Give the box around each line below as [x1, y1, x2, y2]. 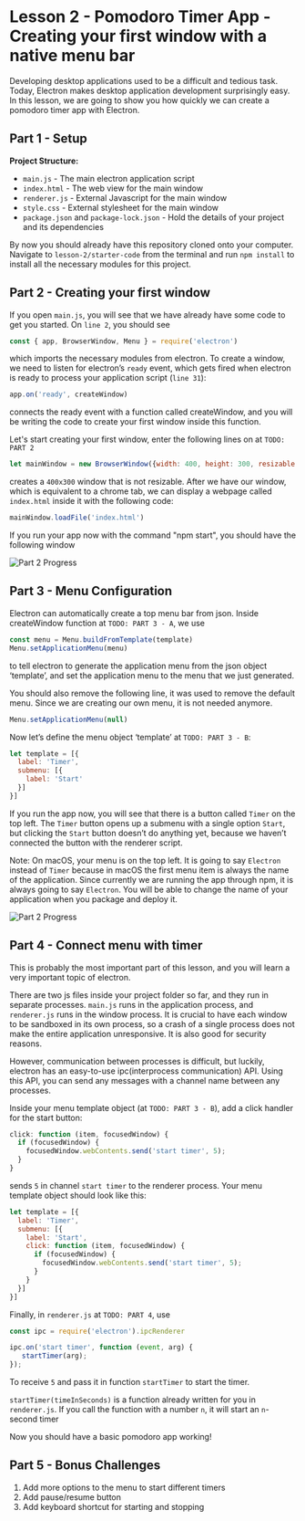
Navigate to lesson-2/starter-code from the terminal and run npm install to [9, 248, 295, 259]
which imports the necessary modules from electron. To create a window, [9, 353, 285, 364]
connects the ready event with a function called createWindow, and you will [9, 406, 293, 417]
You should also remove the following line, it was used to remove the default [9, 687, 296, 698]
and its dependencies [22, 221, 105, 232]
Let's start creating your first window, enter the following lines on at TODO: [9, 434, 285, 445]
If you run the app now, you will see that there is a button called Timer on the [9, 808, 296, 819]
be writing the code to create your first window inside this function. [9, 416, 261, 427]
